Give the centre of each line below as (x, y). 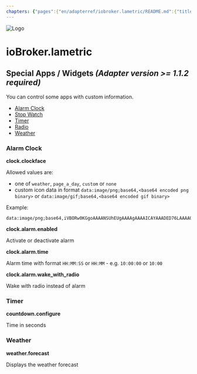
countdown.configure (33, 314)
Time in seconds (26, 325)
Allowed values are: (30, 172)
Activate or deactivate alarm (40, 240)
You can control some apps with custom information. (70, 97)
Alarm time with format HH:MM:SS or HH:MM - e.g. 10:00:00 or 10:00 (84, 263)
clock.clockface (26, 161)
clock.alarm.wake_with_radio (43, 274)
